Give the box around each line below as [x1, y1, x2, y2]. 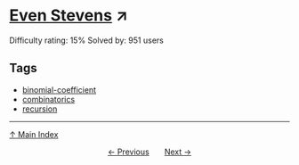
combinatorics [21, 94, 76, 104]
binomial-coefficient [21, 84, 96, 95]
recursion [21, 103, 58, 114]
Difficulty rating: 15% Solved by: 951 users [9, 35, 165, 45]
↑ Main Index [9, 128, 59, 139]
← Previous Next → [107, 146, 192, 157]
